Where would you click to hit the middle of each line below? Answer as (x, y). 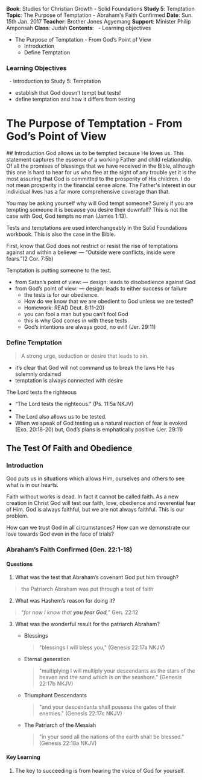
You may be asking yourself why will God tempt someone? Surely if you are (100, 203)
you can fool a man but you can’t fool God (76, 314)
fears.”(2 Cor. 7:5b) (30, 259)
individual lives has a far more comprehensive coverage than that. (88, 192)
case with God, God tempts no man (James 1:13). (67, 216)
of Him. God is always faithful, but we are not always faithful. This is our (96, 510)
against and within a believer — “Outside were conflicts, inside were (91, 252)
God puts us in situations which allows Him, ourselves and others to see (96, 478)
